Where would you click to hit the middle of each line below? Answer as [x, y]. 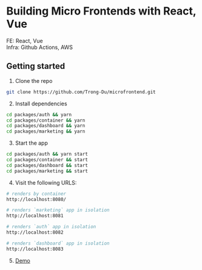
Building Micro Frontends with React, [101, 11]
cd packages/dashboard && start [47, 165]
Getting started [36, 66]
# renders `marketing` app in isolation [58, 210]
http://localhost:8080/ [36, 199]
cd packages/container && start [47, 160]
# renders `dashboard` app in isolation [58, 243]
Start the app [32, 143]
